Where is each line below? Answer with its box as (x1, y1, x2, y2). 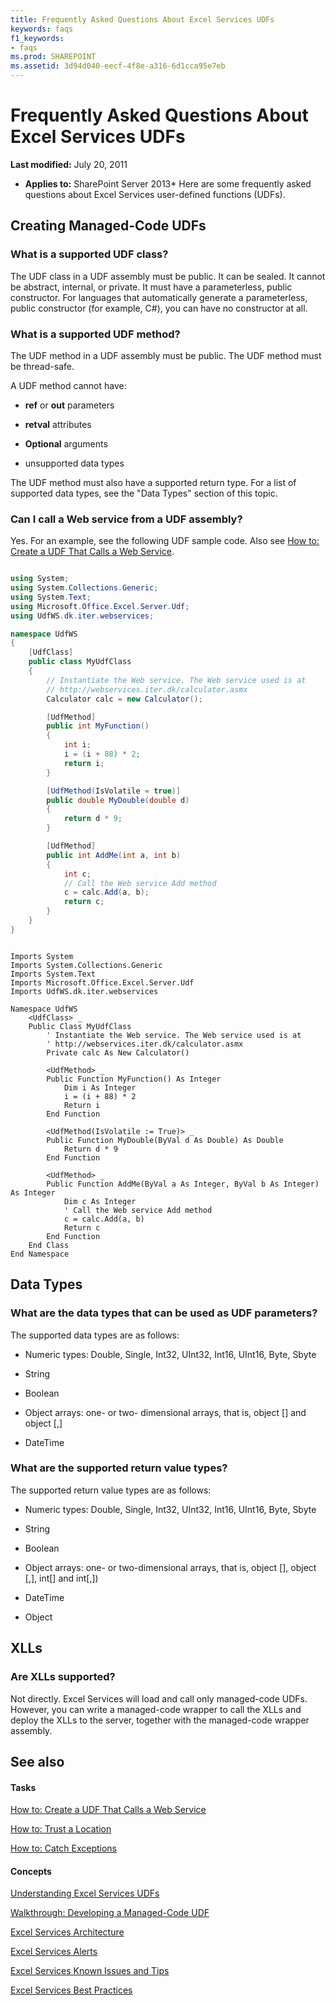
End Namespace (10, 1249, 70, 1259)
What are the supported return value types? (10, 1461, 228, 1475)
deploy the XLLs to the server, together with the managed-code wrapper (10, 1714, 310, 1726)
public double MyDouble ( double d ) (46, 795, 190, 805)
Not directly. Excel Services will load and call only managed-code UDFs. (10, 1692, 308, 1705)
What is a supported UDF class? (10, 247, 169, 261)
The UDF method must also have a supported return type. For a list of (10, 476, 297, 488)
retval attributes (24, 418, 92, 430)
